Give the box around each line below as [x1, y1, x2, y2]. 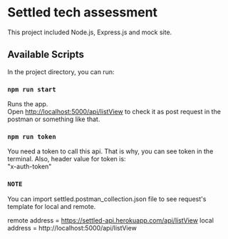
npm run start [7, 85, 56, 93]
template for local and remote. [7, 202, 96, 210]
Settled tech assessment [7, 4, 158, 21]
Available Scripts [7, 49, 84, 61]
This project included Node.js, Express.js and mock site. [7, 28, 172, 36]
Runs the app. [7, 100, 48, 108]
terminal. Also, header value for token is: [7, 155, 126, 163]
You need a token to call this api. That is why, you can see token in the [7, 147, 214, 156]
